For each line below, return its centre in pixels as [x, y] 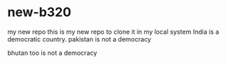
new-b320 [39, 12]
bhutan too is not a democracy [52, 53]
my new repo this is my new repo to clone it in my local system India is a [113, 32]
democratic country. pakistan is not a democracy [79, 39]
